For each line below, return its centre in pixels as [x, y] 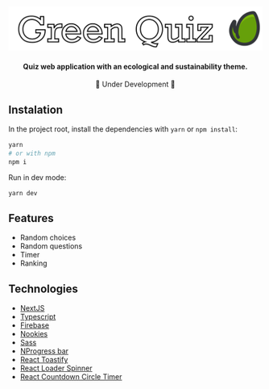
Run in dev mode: [37, 177]
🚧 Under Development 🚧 [135, 84]
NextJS [32, 308]
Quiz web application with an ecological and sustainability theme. [135, 66]
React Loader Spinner [56, 368]
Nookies [34, 334]
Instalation [35, 109]
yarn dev [23, 193]
